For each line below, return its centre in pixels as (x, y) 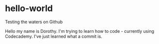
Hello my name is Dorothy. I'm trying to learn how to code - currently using (79, 31)
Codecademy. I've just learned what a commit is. (54, 36)
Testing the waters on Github (34, 22)
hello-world (29, 8)
